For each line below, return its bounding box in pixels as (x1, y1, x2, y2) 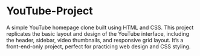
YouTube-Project (6, 4, 94, 18)
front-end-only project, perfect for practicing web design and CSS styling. (6, 43, 191, 50)
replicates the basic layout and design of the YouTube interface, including (6, 30, 190, 37)
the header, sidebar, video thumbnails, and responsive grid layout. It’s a (6, 36, 184, 43)
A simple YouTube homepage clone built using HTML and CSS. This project (6, 24, 194, 31)
